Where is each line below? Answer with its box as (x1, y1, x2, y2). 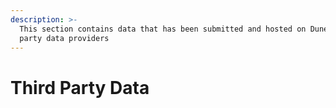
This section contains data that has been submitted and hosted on (19, 24, 307, 34)
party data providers (19, 33, 110, 43)
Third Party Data (10, 76, 150, 99)
